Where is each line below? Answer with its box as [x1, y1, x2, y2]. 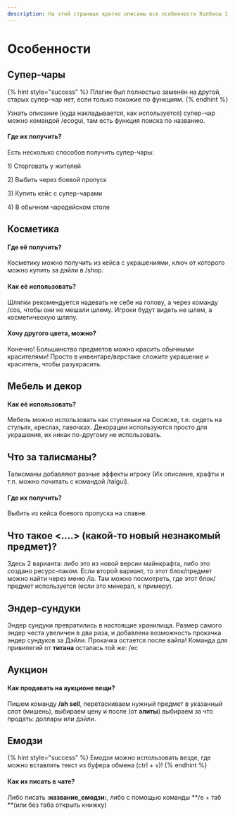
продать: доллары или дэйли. [7, 714, 96, 723]
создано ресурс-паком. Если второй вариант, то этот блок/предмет [7, 567, 212, 575]
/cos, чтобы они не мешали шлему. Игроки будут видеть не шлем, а [7, 305, 212, 314]
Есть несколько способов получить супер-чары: [7, 148, 155, 156]
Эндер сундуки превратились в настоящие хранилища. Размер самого [7, 621, 222, 630]
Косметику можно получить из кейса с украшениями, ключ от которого [7, 258, 225, 267]
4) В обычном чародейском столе [7, 203, 110, 211]
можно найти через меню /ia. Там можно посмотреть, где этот [7, 575, 198, 583]
